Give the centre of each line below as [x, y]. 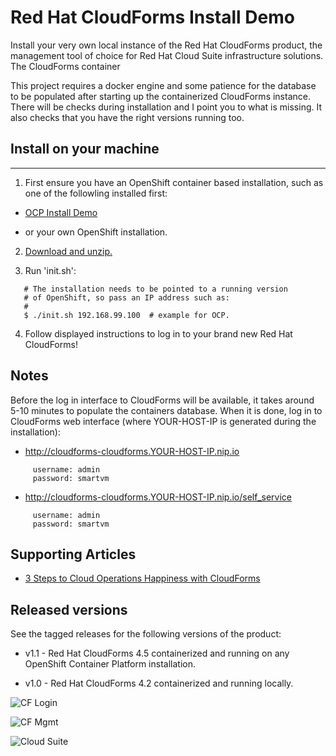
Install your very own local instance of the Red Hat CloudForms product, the [166, 45]
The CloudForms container [65, 66]
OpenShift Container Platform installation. [110, 664]
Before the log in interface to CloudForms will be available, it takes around [162, 400]
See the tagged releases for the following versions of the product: [146, 634]
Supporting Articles [73, 554]
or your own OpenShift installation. [96, 232]
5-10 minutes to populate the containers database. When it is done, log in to [166, 410]
